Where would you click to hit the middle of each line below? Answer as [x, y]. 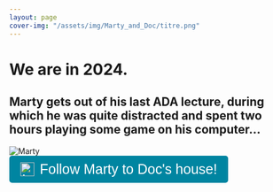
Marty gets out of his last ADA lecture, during [136, 102]
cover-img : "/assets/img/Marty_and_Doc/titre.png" [105, 26]
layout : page [33, 17]
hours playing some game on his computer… [135, 130]
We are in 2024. [69, 69]
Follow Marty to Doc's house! [129, 169]
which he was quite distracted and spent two [136, 116]
